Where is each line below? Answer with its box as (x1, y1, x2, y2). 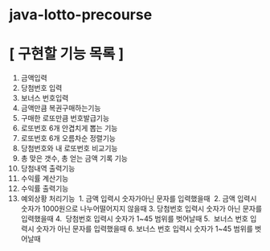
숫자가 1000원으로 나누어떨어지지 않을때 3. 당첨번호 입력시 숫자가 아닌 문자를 (20, 204, 263, 214)
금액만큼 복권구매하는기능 (20, 103, 101, 113)
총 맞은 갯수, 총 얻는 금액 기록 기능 (20, 154, 128, 163)
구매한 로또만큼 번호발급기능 (20, 113, 110, 123)
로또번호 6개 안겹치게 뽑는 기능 (20, 123, 118, 134)
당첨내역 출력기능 (20, 163, 76, 174)
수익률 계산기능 (20, 174, 69, 183)
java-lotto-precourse (9, 6, 153, 24)
